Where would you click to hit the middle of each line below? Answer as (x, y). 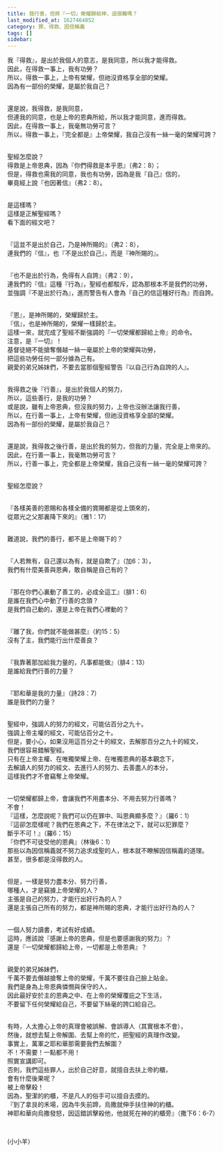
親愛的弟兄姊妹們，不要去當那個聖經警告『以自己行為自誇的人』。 (100, 367)
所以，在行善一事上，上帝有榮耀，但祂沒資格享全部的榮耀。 (92, 415)
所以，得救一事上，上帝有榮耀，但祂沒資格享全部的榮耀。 (89, 78)
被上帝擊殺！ (25, 1087)
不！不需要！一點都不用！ (44, 1053)
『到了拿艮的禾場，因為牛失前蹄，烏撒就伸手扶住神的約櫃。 (92, 1105)
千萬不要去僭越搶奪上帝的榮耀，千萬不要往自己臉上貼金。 (89, 978)
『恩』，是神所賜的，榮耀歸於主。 (55, 315)
